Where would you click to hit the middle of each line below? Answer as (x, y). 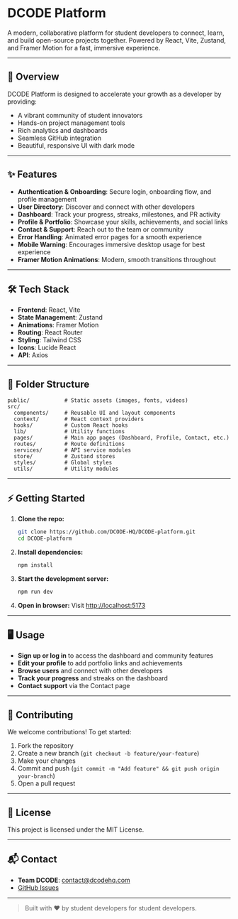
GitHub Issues (38, 887)
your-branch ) (36, 776)
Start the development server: (63, 578)
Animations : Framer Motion (58, 325)
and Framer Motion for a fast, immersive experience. (84, 48)
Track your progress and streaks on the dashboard (93, 678)
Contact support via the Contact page (74, 686)
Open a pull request (46, 783)
